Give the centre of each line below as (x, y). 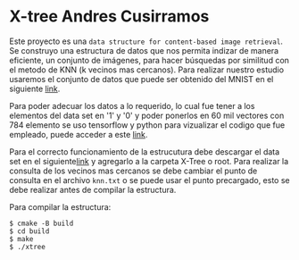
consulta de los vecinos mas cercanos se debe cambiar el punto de (133, 171)
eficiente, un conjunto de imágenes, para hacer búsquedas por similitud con (149, 60)
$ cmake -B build (42, 223)
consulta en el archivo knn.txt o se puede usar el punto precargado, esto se (149, 180)
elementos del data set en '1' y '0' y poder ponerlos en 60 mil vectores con (147, 115)
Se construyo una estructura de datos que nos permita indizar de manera (144, 50)
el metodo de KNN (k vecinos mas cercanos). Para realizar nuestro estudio (146, 70)
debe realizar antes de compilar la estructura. (93, 189)
